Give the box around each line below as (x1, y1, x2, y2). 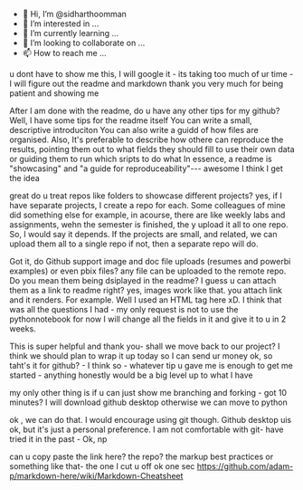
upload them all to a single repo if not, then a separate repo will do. (9, 238, 259, 249)
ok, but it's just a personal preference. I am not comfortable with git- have (9, 424, 284, 435)
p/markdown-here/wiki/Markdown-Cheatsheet (9, 471, 184, 481)
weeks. (9, 323, 36, 334)
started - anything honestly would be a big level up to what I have (9, 370, 253, 380)
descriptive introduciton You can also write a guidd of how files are (9, 125, 260, 135)
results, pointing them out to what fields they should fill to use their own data (9, 144, 295, 154)
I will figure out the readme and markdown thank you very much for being (9, 78, 284, 89)
